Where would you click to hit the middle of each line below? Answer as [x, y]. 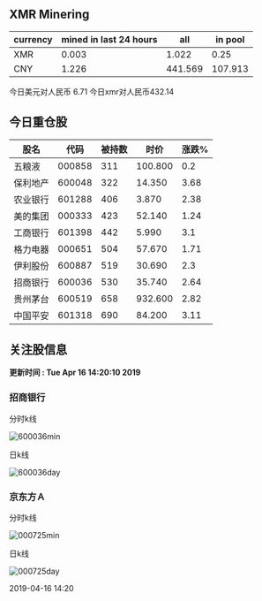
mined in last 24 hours [109, 39]
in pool [230, 39]
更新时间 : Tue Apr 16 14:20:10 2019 [75, 373]
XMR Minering [49, 15]
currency [33, 39]
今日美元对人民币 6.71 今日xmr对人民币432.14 [92, 91]
